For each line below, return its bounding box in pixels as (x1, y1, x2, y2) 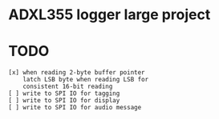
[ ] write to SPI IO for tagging (8, 89, 120, 97)
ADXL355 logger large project (8, 6, 211, 24)
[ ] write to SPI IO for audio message (8, 104, 142, 112)
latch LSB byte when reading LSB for (22, 76, 149, 84)
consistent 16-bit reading (22, 82, 113, 91)
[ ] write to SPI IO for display (8, 97, 120, 105)
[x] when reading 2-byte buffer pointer (8, 69, 146, 77)
